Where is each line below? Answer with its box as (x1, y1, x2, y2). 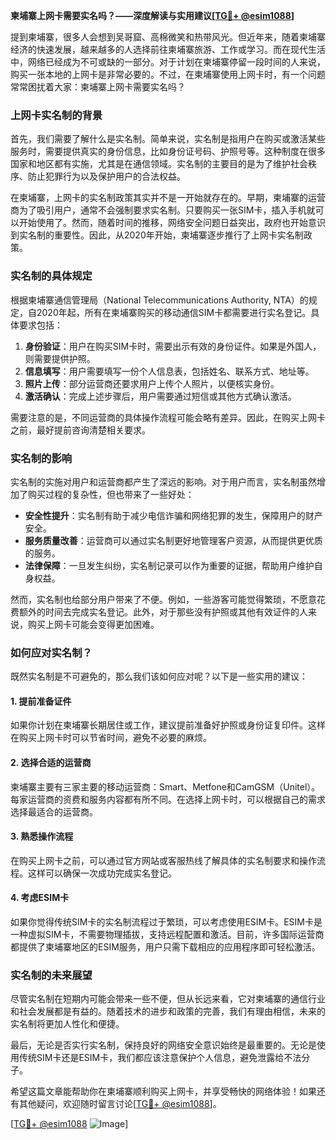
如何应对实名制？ (10, 645, 93, 659)
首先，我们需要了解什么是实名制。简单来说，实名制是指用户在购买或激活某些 (10, 133, 326, 145)
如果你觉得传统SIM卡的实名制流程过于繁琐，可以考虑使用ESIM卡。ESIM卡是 (10, 916, 323, 928)
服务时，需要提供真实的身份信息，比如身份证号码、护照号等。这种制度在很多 (10, 145, 326, 158)
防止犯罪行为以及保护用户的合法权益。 (27, 170, 186, 183)
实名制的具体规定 (10, 269, 93, 283)
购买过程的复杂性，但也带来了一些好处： (27, 488, 195, 500)
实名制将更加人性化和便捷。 (10, 1018, 125, 1030)
